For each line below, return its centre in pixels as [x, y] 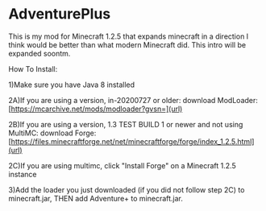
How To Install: [33, 68]
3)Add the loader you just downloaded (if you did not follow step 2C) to [127, 189]
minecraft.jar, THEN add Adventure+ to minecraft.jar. [96, 198]
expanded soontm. [39, 53]
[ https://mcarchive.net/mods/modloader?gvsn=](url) [96, 109]
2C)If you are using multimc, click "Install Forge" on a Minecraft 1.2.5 [122, 165]
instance [23, 174]
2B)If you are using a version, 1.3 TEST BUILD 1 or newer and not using [126, 124]
